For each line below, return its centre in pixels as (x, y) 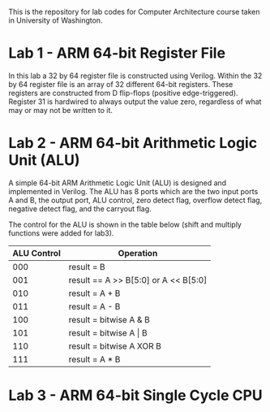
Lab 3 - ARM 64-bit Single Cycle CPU (136, 395)
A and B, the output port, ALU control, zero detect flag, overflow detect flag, (135, 200)
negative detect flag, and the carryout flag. (80, 208)
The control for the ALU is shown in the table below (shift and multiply (125, 224)
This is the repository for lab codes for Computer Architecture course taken (135, 12)
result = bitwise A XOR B (115, 346)
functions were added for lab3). (61, 233)
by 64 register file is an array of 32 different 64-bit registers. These (121, 84)
